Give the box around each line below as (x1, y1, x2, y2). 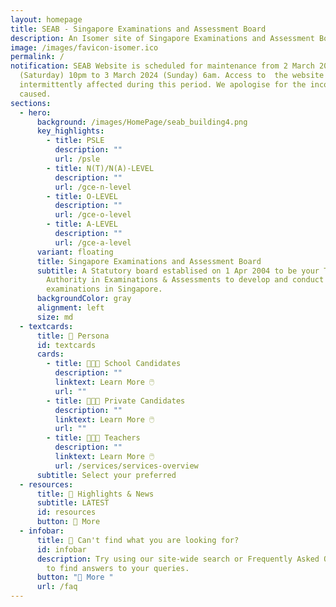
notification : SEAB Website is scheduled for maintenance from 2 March (10, 61, 315, 71)
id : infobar (36, 544, 87, 555)
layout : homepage (10, 14, 83, 25)
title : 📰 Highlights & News (36, 489, 155, 499)
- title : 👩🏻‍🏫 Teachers (46, 433, 141, 443)
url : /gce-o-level (54, 210, 132, 220)
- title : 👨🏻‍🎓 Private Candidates (46, 396, 186, 406)
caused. (19, 89, 52, 99)
